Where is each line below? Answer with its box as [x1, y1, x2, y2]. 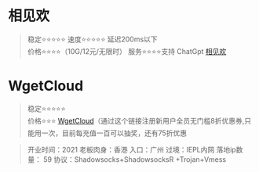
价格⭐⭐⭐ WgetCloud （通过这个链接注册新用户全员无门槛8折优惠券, [27, 116, 245, 125]
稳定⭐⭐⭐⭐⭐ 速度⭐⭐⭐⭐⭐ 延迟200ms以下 [27, 34, 159, 44]
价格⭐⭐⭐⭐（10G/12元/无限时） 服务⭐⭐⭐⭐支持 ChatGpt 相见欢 [27, 46, 227, 56]
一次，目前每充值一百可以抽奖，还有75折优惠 [41, 128, 187, 138]
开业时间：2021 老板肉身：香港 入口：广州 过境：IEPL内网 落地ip [27, 145, 237, 154]
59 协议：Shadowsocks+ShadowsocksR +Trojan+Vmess [42, 154, 227, 164]
